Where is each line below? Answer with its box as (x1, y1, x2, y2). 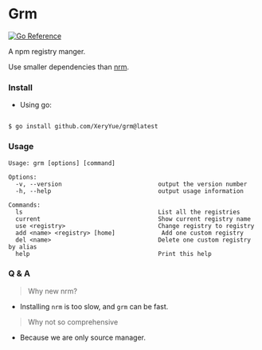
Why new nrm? (27, 286, 78, 296)
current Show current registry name (15, 214, 251, 223)
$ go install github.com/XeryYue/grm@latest (8, 123, 158, 131)
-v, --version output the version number (15, 180, 248, 188)
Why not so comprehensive (27, 317, 119, 327)
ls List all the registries (15, 208, 240, 216)
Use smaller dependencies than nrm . (8, 61, 130, 72)
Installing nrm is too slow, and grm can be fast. (19, 301, 169, 311)
